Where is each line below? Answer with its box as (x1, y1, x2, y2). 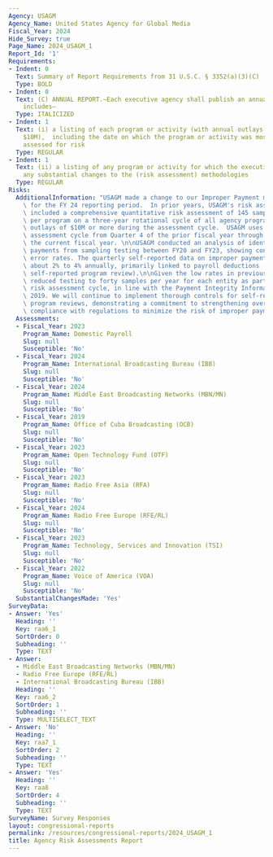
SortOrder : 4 (15, 791, 60, 799)
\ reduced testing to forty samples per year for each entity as (23, 277, 249, 285)
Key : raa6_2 (15, 693, 57, 701)
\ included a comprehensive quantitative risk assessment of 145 (23, 208, 249, 216)
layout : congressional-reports (8, 821, 115, 830)
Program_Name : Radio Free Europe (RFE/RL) (23, 511, 169, 519)
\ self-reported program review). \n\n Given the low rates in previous (23, 269, 267, 278)
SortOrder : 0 (15, 632, 60, 641)
